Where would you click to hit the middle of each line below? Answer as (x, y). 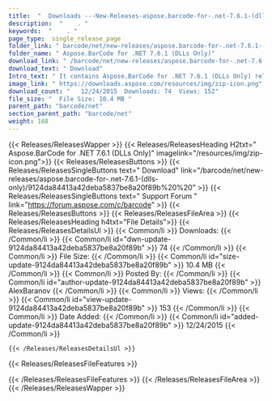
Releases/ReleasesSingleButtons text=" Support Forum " (103, 196)
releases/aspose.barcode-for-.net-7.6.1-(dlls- (84, 178)
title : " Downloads (45, 16)
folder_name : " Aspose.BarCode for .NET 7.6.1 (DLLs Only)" (112, 53)
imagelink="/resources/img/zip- (210, 153)
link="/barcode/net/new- (222, 170)
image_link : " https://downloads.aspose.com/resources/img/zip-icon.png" (136, 83)
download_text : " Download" (56, 69)
